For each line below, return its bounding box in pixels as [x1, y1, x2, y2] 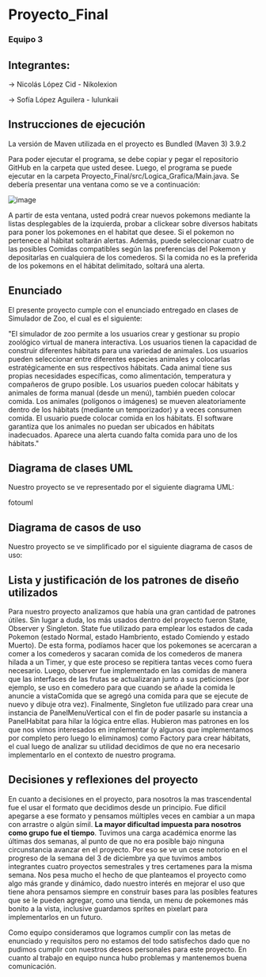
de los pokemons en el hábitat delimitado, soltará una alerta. [8, 260, 205, 271]
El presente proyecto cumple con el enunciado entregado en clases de [8, 305, 239, 314]
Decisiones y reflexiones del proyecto [8, 773, 199, 787]
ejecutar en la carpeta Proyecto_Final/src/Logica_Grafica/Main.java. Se [8, 171, 240, 180]
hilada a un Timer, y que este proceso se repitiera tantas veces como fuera [8, 657, 253, 667]
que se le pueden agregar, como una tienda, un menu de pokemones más [8, 895, 249, 905]
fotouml [8, 498, 33, 507]
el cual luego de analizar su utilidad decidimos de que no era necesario [8, 741, 241, 751]
